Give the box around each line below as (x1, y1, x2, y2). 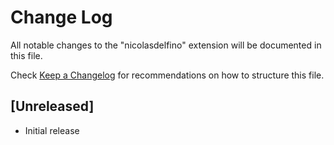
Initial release (24, 124, 80, 136)
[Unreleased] (10, 98, 95, 115)
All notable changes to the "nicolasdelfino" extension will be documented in (10, 39, 322, 51)
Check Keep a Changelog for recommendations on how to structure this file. (10, 69, 325, 81)
